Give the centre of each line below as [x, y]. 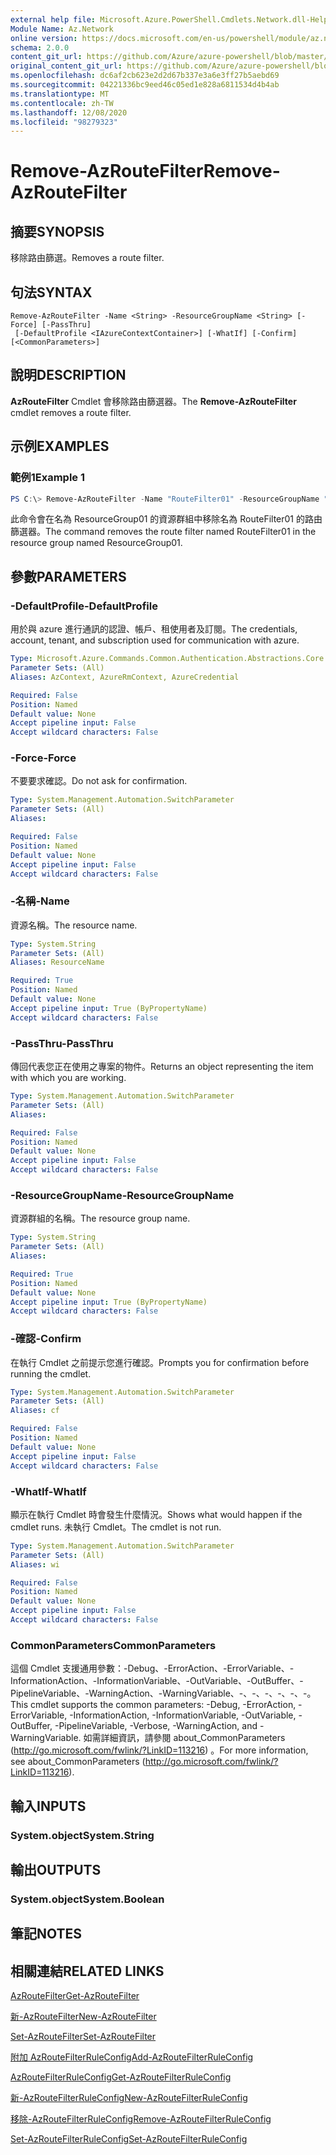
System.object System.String [82, 1835]
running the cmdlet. [51, 1373]
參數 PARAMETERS [68, 576]
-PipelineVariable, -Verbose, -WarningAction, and [156, 1726]
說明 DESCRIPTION [68, 375]
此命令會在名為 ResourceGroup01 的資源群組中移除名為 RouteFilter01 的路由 [166, 519]
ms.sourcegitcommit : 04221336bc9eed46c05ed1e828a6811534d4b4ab [145, 85]
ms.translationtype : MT [60, 94]
